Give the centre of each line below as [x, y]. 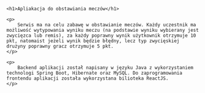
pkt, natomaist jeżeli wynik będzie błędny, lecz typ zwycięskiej [93, 41]
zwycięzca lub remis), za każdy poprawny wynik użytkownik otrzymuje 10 [101, 35]
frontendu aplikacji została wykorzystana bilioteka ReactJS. [87, 78]
